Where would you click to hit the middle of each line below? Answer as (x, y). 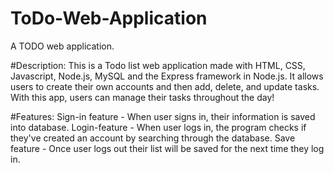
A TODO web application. (62, 46)
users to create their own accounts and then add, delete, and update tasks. (165, 86)
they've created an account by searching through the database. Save (153, 138)
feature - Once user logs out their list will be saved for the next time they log (167, 148)
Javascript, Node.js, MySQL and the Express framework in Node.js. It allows (167, 76)
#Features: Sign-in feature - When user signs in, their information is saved (163, 116)
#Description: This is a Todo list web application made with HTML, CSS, (158, 65)
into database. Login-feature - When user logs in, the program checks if (158, 127)
